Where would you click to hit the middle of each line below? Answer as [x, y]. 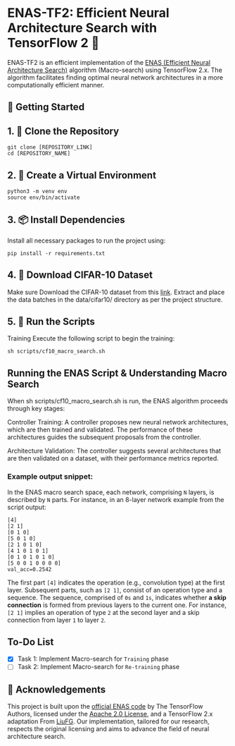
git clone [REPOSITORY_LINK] [50, 147]
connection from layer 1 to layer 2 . [57, 620]
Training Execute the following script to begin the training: [91, 338]
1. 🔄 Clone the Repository [63, 131]
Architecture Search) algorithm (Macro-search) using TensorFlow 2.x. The [115, 70]
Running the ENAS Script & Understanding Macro [117, 373]
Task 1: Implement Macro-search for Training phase [93, 659]
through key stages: [36, 409]
